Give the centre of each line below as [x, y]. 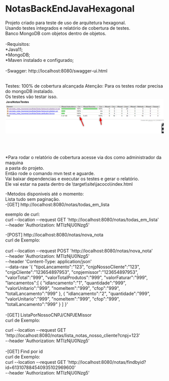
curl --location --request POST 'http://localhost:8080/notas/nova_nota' [79, 251]
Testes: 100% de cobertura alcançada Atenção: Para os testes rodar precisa [84, 86]
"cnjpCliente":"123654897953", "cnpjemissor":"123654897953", [72, 272]
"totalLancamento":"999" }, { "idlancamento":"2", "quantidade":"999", [78, 294]
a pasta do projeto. [25, 168]
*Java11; [14, 49]
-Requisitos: [18, 44]
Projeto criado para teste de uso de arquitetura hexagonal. [66, 23]
